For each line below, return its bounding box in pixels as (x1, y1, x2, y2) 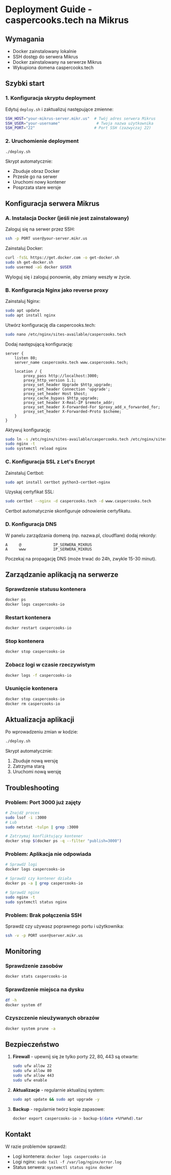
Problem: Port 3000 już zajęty (5, 799, 81, 806)
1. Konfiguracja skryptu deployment (5, 94, 96, 101)
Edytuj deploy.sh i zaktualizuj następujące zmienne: (5, 106, 113, 112)
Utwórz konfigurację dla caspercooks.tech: (5, 322, 96, 328)
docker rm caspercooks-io (5, 701, 60, 706)
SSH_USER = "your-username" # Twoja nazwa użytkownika (5, 121, 154, 126)
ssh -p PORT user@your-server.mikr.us (5, 236, 88, 241)
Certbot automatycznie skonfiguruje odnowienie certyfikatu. (5, 508, 132, 514)
